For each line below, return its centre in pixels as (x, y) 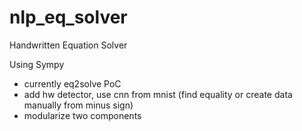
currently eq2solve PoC (72, 83)
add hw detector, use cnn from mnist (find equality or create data (158, 94)
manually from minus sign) (78, 105)
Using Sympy (37, 64)
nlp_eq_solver (68, 17)
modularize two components (82, 115)
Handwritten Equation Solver (68, 45)
